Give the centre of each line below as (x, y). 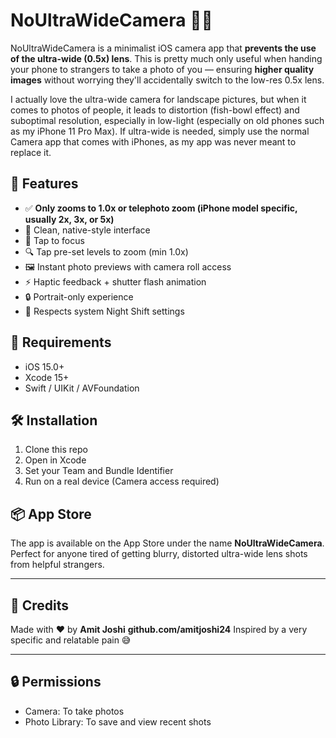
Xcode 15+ (47, 377)
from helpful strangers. (57, 565)
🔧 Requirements (61, 342)
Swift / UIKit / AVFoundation (82, 388)
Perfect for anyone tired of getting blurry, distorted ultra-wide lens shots (159, 554)
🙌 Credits (40, 605)
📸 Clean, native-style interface (87, 230)
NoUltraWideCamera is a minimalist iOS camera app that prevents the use (163, 48)
